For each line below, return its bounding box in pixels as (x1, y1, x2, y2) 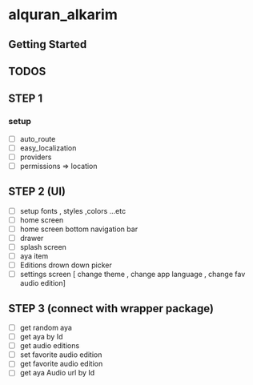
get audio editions (19, 341, 80, 351)
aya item (19, 251, 49, 261)
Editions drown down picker (19, 260, 112, 270)
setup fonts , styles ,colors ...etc (19, 206, 127, 215)
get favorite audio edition (19, 359, 103, 369)
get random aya (19, 323, 72, 333)
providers (19, 152, 52, 162)
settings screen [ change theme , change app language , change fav (19, 270, 246, 279)
